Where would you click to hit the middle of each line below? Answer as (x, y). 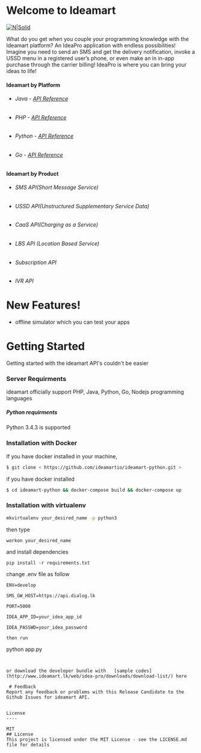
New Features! (44, 305)
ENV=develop (21, 585)
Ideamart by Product (32, 173)
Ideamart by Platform (33, 85)
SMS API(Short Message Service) (57, 187)
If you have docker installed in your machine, (62, 456)
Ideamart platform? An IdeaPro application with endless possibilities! (91, 45)
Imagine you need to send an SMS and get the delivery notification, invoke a (101, 51)
